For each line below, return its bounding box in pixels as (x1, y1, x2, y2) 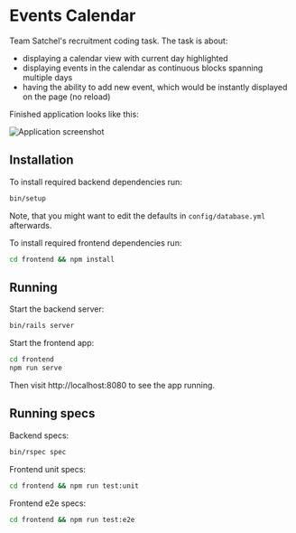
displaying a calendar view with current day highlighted (22, 52, 228, 63)
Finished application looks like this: (9, 108, 140, 119)
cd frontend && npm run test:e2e (9, 515, 135, 524)
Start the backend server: (9, 304, 105, 314)
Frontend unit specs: (9, 463, 86, 474)
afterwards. (9, 220, 52, 230)
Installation (9, 153, 74, 168)
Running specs (9, 406, 96, 421)
